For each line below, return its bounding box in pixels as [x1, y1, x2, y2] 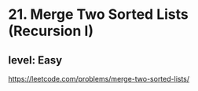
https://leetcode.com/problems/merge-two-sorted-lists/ [8, 75, 190, 83]
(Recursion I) [8, 22, 94, 40]
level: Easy [8, 53, 63, 67]
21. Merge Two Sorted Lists [8, 5, 189, 24]
